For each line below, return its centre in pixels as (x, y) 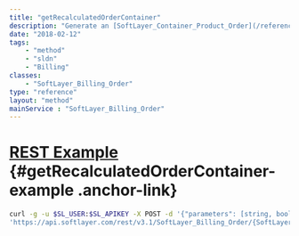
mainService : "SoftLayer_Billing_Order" (87, 109)
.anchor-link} (127, 190)
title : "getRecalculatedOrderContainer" (85, 17)
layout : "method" (41, 100)
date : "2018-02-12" (45, 34)
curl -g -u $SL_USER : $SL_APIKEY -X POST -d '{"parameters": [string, (141, 215)
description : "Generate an (59, 26)
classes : (25, 76)
